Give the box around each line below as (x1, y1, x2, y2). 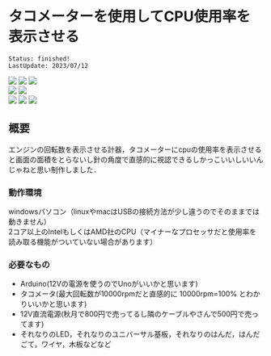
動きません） (8, 217, 51, 227)
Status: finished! (8, 54, 70, 63)
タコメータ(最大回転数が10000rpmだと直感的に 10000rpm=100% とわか (19, 289, 260, 299)
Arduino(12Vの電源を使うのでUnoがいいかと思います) (19, 279, 198, 289)
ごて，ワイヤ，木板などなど (19, 340, 112, 350)
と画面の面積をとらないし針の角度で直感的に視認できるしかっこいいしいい (8, 154, 256, 164)
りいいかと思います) (19, 299, 87, 309)
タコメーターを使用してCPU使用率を (8, 7, 251, 26)
